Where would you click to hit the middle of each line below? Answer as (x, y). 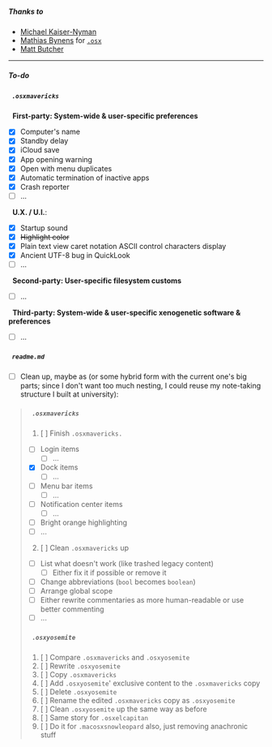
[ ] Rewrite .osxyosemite (81, 666)
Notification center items (81, 504)
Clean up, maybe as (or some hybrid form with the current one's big (133, 376)
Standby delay (44, 141)
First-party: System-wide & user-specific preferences (105, 116)
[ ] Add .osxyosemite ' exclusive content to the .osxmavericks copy (150, 683)
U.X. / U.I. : (30, 212)
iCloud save (40, 150)
